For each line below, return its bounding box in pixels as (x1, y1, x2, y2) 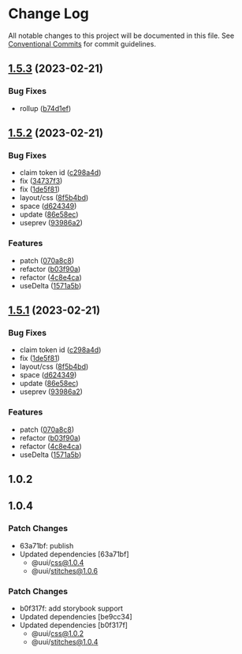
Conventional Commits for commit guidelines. (8, 39, 156, 48)
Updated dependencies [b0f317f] (19, 620, 128, 630)
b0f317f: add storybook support (19, 604, 124, 613)
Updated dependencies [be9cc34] (19, 611, 132, 621)
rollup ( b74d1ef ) (19, 103, 72, 113)
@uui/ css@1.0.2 (31, 628, 84, 638)
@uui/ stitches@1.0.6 (31, 566, 99, 575)
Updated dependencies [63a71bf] (19, 549, 129, 559)
